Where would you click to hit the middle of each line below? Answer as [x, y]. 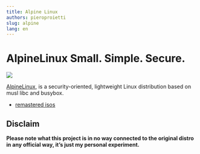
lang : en [17, 29]
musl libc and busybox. [35, 93]
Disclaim [23, 124]
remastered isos [35, 105]
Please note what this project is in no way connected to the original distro [100, 138]
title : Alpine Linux [32, 12]
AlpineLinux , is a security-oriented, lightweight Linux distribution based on [99, 87]
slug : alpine [23, 23]
